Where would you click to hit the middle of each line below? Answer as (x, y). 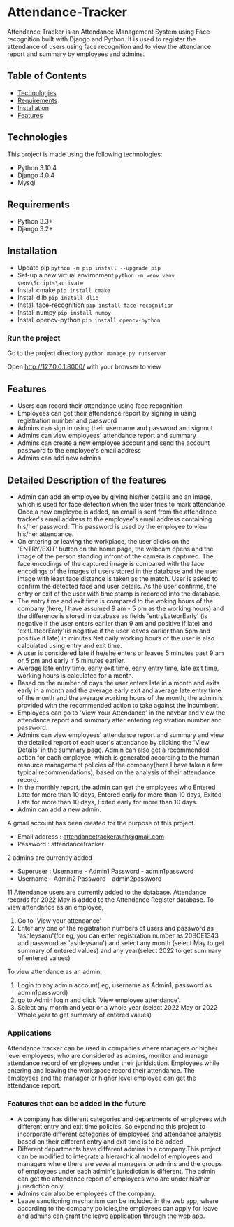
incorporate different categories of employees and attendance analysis (119, 1134)
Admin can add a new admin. (59, 809)
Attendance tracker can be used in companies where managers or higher (112, 1048)
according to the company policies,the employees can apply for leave (118, 1208)
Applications (29, 1033)
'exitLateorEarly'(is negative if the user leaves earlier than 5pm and (114, 631)
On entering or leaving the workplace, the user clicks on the (103, 542)
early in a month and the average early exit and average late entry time (119, 690)
